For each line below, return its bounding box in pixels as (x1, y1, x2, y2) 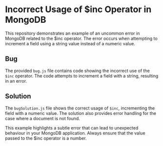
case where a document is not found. (5, 115, 80, 121)
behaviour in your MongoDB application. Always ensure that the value (5, 130, 145, 136)
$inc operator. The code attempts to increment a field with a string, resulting (5, 73, 159, 79)
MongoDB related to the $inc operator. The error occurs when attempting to (5, 36, 158, 41)
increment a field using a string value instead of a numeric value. (5, 40, 135, 46)
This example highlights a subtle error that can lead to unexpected (5, 125, 139, 130)
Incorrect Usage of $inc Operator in (5, 4, 152, 15)
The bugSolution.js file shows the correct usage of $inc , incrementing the (5, 105, 155, 111)
